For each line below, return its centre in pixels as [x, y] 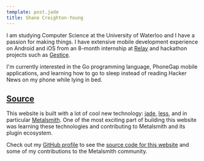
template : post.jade [33, 12]
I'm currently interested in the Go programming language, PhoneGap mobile [102, 66]
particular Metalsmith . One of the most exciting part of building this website [102, 120]
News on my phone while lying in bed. [55, 80]
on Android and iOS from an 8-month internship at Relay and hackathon [97, 48]
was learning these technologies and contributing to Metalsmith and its [96, 127]
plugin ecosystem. [30, 133]
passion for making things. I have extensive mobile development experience [102, 42]
